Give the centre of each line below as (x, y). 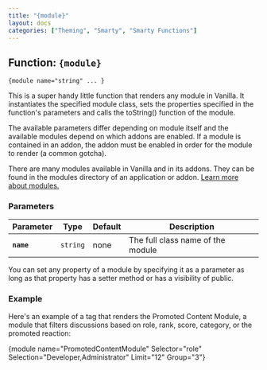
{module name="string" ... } (56, 81)
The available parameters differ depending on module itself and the (118, 128)
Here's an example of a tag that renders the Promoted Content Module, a (128, 316)
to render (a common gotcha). (58, 154)
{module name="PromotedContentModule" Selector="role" (105, 349)
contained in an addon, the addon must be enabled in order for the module (130, 145)
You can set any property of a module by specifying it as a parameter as (126, 270)
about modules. (34, 186)
